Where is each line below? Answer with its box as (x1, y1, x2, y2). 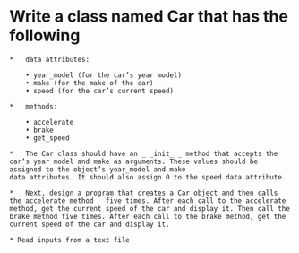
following (9, 25, 81, 46)
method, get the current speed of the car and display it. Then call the (9, 204, 291, 213)
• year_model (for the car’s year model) (25, 70, 182, 80)
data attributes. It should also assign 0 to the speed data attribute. (9, 172, 286, 181)
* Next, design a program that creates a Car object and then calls (9, 188, 278, 197)
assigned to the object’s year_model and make (9, 164, 186, 174)
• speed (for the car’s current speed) (25, 86, 175, 95)
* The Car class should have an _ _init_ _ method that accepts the (9, 149, 278, 158)
